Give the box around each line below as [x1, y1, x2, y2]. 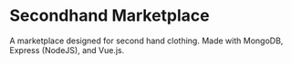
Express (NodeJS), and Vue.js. [9, 44, 125, 55]
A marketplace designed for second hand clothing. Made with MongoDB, [9, 35, 284, 46]
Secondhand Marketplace [9, 5, 210, 26]
